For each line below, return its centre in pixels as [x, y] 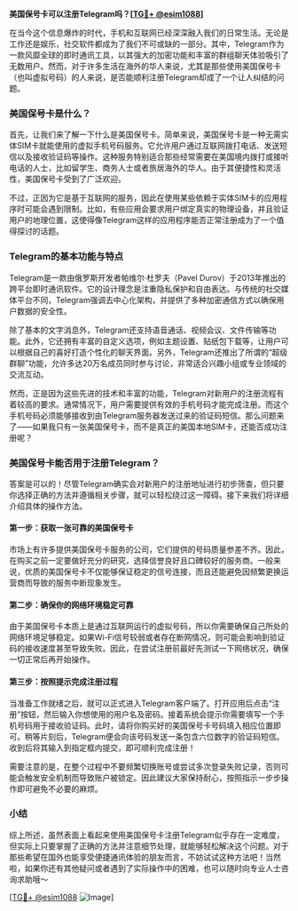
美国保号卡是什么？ [50, 113]
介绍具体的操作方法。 [48, 506]
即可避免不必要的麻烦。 [59, 788]
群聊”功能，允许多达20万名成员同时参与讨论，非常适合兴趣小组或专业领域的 [148, 363]
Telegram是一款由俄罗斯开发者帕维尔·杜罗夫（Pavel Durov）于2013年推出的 [148, 277]
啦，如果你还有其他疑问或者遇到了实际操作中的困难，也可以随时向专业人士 [145, 868]
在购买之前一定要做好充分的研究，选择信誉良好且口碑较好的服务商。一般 [141, 561]
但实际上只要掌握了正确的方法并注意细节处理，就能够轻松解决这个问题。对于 [149, 846]
